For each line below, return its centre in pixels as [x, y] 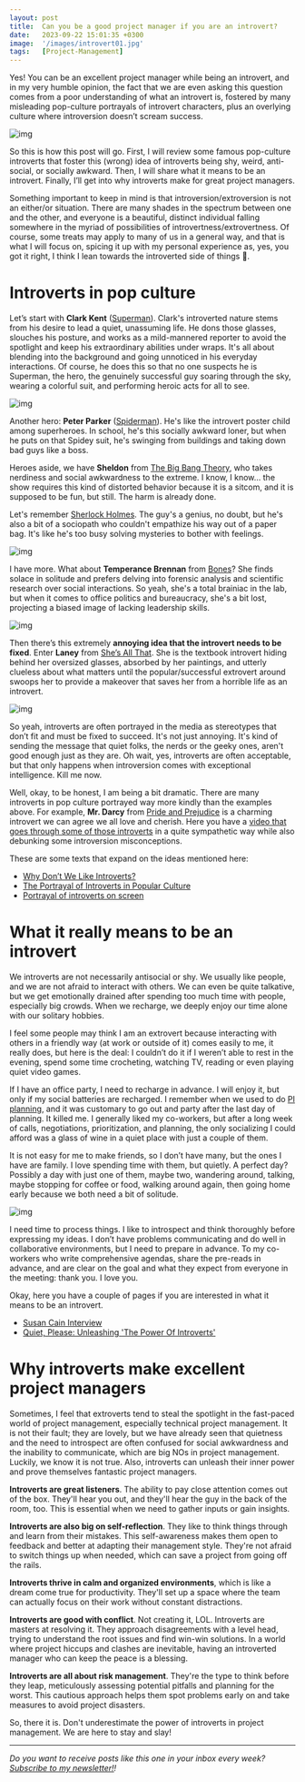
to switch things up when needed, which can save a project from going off [148, 1555]
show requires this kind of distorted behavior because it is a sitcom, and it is [152, 487]
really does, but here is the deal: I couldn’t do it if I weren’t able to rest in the [152, 1053]
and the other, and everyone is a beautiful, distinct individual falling [135, 218]
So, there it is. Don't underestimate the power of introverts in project [137, 1722]
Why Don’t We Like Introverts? [79, 876]
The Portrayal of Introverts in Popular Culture [107, 886]
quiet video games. [45, 1072]
